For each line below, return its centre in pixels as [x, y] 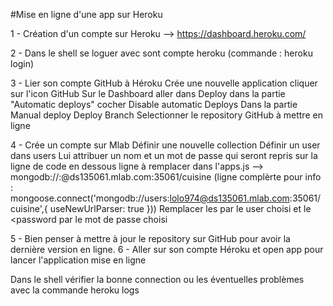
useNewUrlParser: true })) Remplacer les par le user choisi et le [180, 208]
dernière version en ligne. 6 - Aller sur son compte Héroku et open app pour [167, 249]
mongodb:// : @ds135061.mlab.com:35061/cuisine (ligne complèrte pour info [166, 177]
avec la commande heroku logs [75, 290]
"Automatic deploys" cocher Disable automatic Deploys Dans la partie [154, 104]
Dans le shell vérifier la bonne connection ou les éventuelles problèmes [157, 279]
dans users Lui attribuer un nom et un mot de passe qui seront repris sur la [164, 155]
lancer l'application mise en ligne [78, 260]
